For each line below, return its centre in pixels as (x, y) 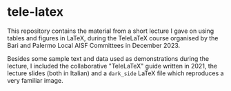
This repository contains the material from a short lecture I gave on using (111, 31)
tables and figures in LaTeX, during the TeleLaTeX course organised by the (113, 38)
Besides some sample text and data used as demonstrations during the (108, 58)
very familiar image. (35, 80)
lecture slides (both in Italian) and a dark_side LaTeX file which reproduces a (115, 73)
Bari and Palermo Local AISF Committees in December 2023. (94, 45)
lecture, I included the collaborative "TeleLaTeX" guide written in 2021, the (112, 66)
